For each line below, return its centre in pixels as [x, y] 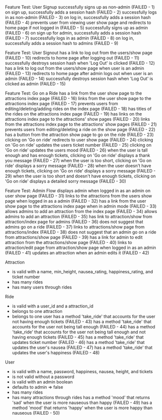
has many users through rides [42, 287]
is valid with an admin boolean [42, 382]
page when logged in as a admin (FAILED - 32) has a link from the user [76, 201]
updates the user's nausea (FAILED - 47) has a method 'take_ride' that [82, 347]
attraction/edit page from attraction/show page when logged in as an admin [81, 248]
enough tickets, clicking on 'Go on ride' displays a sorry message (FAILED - [81, 171]
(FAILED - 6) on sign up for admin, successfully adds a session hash [73, 33]
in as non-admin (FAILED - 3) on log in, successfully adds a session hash [78, 17]
